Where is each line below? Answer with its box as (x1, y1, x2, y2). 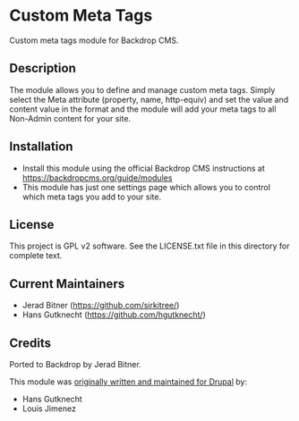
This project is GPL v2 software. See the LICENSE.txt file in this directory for (9, 240, 290, 251)
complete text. (9, 250, 63, 261)
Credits (9, 335, 52, 350)
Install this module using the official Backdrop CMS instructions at (21, 163, 266, 173)
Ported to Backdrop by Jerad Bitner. (9, 359, 141, 369)
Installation (9, 139, 73, 155)
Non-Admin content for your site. (9, 113, 132, 123)
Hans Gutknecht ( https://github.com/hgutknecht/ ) (21, 309, 206, 320)
